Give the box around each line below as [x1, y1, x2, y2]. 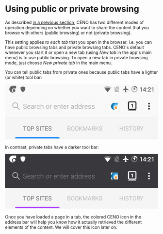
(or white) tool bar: [5, 74, 42, 80]
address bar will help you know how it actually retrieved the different [5, 219, 142, 225]
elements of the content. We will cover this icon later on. [5, 224, 117, 230]
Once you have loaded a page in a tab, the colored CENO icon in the [5, 214, 142, 219]
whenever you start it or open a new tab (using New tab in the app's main [5, 50, 152, 55]
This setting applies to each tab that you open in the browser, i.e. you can [5, 39, 152, 45]
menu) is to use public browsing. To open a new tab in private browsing [5, 54, 148, 60]
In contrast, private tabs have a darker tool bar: [5, 144, 99, 150]
